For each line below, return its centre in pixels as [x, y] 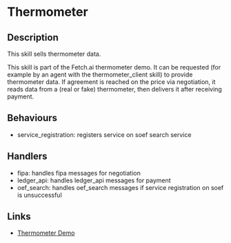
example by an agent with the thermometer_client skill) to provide [100, 74]
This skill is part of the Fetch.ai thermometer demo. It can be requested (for [114, 67]
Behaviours [32, 118]
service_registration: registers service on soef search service [104, 134]
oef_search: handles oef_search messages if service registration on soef [120, 187]
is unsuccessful [39, 195]
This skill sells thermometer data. [54, 54]
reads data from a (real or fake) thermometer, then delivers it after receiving [114, 89]
